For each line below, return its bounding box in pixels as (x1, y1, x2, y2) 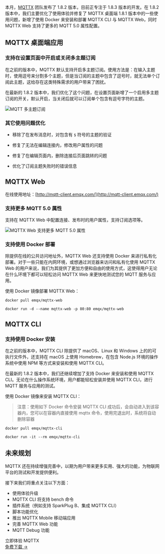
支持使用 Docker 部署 (5, 241, 55, 248)
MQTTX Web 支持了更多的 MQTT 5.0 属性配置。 (5, 23, 102, 29)
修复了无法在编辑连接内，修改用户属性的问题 (12, 142, 103, 148)
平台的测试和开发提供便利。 (5, 469, 61, 475)
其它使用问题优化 (5, 120, 46, 127)
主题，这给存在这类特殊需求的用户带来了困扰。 (13, 79, 109, 85)
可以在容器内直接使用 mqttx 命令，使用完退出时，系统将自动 (34, 410, 156, 416)
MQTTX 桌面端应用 (5, 38, 63, 47)
